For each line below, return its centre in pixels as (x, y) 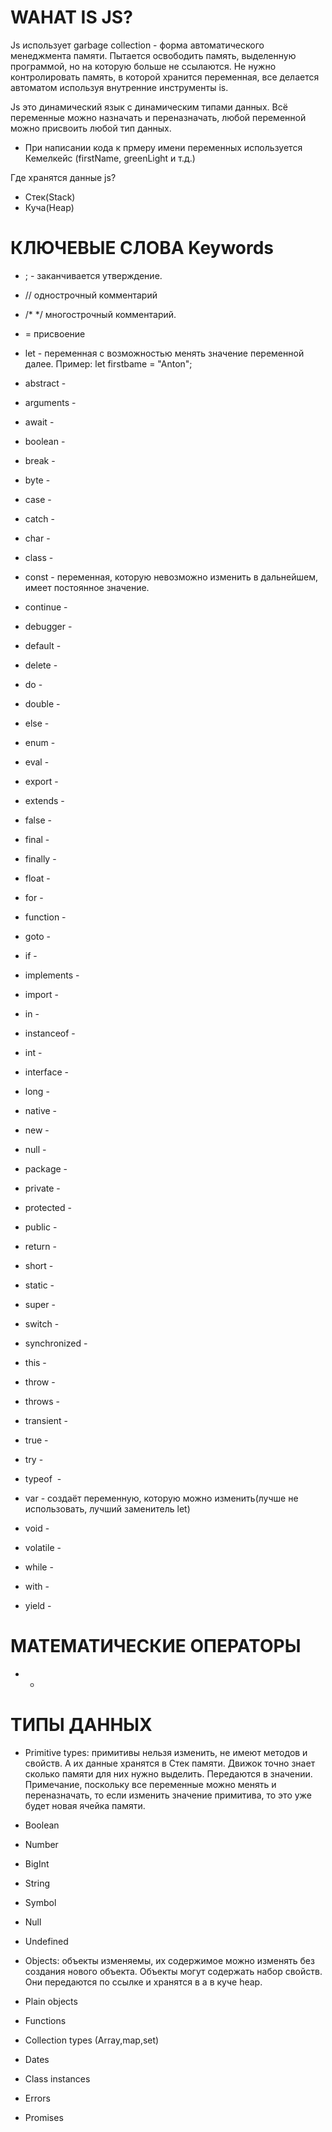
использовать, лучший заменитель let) (107, 1508)
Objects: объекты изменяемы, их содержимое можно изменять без (169, 1960)
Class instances (57, 2078)
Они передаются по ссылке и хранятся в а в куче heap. (143, 1982)
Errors (37, 2098)
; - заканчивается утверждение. (93, 275)
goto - (37, 936)
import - (41, 994)
